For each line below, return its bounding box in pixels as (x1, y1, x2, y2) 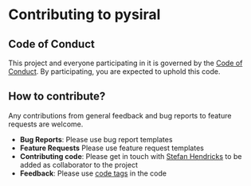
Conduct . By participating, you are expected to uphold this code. (8, 67, 221, 76)
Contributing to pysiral (8, 6, 161, 24)
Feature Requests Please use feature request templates (19, 143, 205, 153)
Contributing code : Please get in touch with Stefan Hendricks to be (19, 151, 242, 161)
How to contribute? (8, 90, 106, 103)
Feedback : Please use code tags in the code (19, 169, 167, 178)
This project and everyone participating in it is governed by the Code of (8, 58, 243, 68)
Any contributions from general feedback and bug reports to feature (8, 110, 232, 120)
